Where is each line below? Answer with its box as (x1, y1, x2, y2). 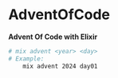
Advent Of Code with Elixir (8, 32, 98, 41)
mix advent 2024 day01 (22, 62, 98, 70)
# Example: (8, 54, 45, 63)
